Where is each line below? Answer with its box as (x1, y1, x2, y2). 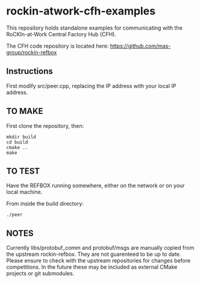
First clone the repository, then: (6, 122, 84, 129)
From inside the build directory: (6, 200, 84, 208)
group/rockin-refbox (6, 48, 57, 56)
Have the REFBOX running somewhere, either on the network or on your (6, 182, 185, 189)
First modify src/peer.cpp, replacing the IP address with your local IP (6, 82, 177, 89)
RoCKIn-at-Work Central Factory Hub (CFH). (6, 30, 116, 37)
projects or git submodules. (6, 270, 75, 277)
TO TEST (6, 166, 40, 176)
